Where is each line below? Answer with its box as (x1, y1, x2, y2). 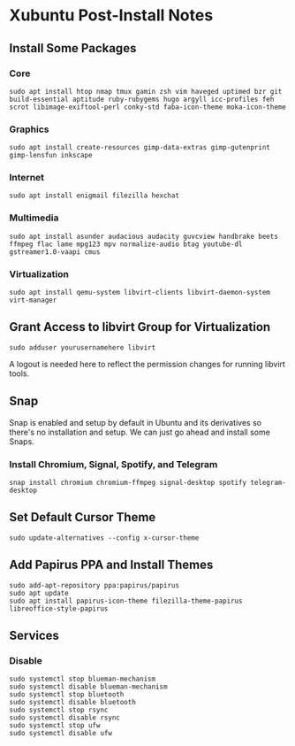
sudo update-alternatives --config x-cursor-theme (9, 533, 200, 542)
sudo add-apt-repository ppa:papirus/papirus (9, 581, 179, 589)
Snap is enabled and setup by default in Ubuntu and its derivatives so (9, 417, 262, 427)
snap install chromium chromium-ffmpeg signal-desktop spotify (9, 478, 247, 487)
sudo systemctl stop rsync (9, 705, 109, 715)
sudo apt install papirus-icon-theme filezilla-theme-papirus (9, 596, 243, 605)
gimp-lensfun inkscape (9, 151, 93, 160)
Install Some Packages (9, 41, 137, 56)
